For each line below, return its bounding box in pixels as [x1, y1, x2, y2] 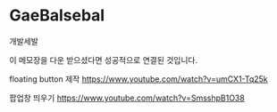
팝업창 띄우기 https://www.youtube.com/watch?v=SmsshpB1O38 [9, 92, 246, 103]
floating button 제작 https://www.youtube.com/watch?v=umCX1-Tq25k [9, 73, 268, 84]
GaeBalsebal [9, 5, 105, 26]
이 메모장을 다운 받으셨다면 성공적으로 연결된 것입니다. [9, 54, 198, 65]
